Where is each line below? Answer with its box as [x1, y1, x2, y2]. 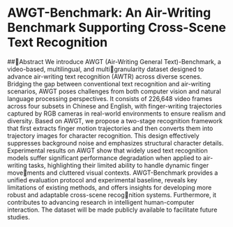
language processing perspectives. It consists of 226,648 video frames [7, 94, 213, 102]
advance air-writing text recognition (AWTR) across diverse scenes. [7, 72, 202, 81]
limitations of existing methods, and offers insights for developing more [7, 183, 212, 191]
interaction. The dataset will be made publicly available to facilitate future [7, 205, 218, 214]
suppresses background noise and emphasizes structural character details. [7, 139, 224, 147]
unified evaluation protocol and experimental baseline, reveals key [7, 175, 197, 184]
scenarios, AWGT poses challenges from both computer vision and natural [7, 87, 221, 95]
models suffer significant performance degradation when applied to [7, 153, 202, 162]
